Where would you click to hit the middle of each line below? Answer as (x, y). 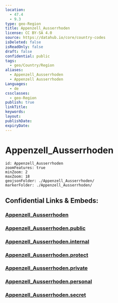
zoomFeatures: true (25, 168)
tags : (11, 61)
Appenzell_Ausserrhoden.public (45, 228)
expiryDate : (17, 126)
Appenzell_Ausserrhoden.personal (49, 282)
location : (15, 10)
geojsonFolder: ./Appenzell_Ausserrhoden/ (50, 181)
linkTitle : (16, 107)
